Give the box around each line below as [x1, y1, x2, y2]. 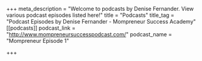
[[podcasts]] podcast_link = [6, 24, 76, 31]
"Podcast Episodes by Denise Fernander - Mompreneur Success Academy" [6, 18, 197, 25]
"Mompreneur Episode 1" [6, 37, 69, 44]
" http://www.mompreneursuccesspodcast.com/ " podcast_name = [6, 31, 172, 38]
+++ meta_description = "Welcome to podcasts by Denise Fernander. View [6, 5, 194, 12]
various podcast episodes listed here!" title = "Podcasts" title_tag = [6, 11, 175, 19]
